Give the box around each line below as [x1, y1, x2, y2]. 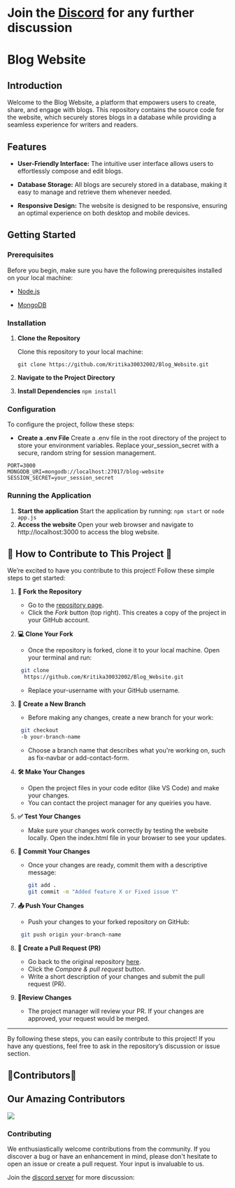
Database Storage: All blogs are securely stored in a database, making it [17, 181, 227, 188]
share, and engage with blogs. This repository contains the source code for [7, 106, 225, 114]
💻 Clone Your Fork [17, 630, 73, 638]
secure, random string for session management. [17, 449, 156, 457]
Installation [7, 318, 47, 328]
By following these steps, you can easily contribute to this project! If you [7, 1034, 215, 1042]
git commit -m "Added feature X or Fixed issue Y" [27, 888, 179, 895]
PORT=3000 [7, 462, 36, 470]
